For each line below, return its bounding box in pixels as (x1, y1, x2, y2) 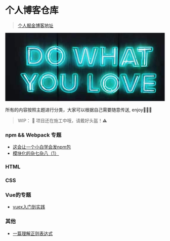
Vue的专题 (5, 191, 31, 198)
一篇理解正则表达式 (12, 230, 53, 236)
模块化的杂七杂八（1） (12, 150, 59, 156)
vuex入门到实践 (12, 204, 46, 210)
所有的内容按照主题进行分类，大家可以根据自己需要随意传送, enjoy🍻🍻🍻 (5, 107, 152, 113)
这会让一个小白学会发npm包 (12, 144, 71, 150)
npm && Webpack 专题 (5, 131, 62, 139)
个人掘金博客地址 (17, 22, 54, 28)
